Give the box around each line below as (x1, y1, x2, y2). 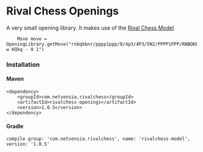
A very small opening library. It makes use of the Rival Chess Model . (6, 24, 176, 31)
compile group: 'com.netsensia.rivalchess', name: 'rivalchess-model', (6, 136, 190, 142)
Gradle (6, 122, 24, 130)
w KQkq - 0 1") (6, 46, 45, 52)
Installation (6, 60, 40, 69)
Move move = (17, 36, 47, 42)
